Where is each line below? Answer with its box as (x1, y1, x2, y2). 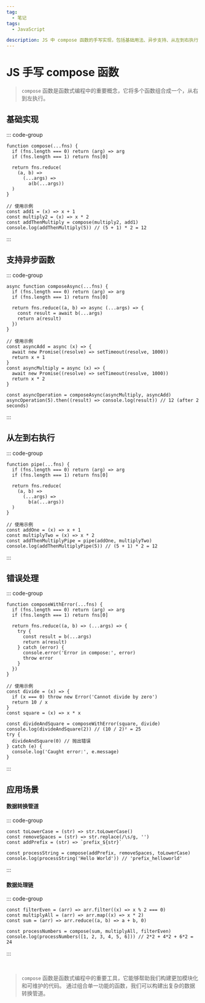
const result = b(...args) (22, 633, 92, 640)
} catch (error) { (17, 645, 64, 651)
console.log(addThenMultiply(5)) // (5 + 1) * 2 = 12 (6, 225, 147, 231)
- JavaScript (12, 26, 45, 33)
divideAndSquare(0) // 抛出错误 (12, 738, 91, 745)
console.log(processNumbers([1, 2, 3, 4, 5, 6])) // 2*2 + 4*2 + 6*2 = (6, 934, 193, 940)
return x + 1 (12, 354, 45, 360)
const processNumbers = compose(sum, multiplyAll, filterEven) (6, 928, 172, 935)
